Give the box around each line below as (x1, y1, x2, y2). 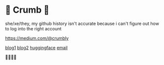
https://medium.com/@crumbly (5, 35, 69, 41)
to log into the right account (5, 25, 62, 31)
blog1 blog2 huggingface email (5, 44, 68, 50)
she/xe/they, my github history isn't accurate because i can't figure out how (5, 21, 160, 26)
